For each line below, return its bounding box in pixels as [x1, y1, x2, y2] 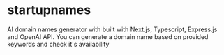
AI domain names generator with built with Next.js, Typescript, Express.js [7, 25, 218, 33]
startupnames [7, 2, 91, 18]
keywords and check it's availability [7, 40, 110, 48]
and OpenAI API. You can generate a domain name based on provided [7, 32, 209, 40]
